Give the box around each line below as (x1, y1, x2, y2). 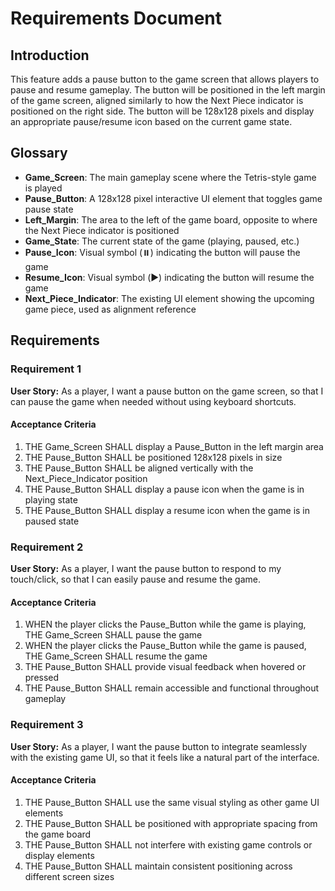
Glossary (10, 145, 68, 162)
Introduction (10, 47, 90, 64)
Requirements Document (10, 7, 223, 30)
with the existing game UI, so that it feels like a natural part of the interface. (10, 751, 320, 763)
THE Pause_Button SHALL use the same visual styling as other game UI (24, 796, 320, 808)
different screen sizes (24, 870, 115, 882)
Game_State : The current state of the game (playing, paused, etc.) (24, 235, 300, 247)
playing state (24, 493, 78, 506)
